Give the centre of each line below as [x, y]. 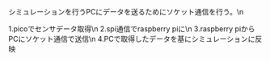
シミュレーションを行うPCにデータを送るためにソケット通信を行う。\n [126, 12]
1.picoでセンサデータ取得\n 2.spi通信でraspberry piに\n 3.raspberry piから [132, 29]
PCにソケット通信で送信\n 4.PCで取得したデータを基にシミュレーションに [132, 39]
